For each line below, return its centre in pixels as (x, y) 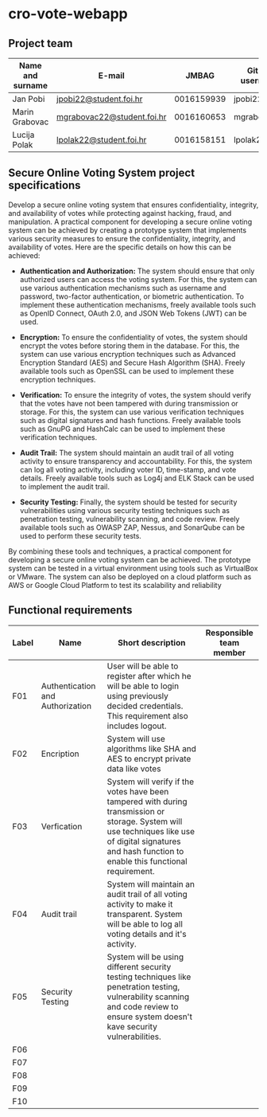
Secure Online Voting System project (102, 173)
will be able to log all (145, 923)
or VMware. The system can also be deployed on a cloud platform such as (130, 576)
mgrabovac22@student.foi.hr (112, 117)
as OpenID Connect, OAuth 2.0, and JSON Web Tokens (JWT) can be (133, 313)
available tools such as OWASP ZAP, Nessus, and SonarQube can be (132, 527)
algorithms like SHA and (152, 748)
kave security (132, 1026)
